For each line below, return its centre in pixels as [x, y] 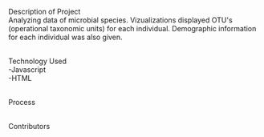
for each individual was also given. [65, 37]
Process [22, 102]
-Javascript [27, 70]
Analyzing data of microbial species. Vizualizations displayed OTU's [120, 20]
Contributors [29, 126]
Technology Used [37, 61]
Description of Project [45, 12]
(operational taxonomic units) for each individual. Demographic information [132, 28]
